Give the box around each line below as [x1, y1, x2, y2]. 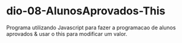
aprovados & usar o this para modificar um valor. [6, 30, 128, 37]
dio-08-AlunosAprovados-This [6, 4, 166, 18]
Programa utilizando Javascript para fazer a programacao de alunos [6, 24, 177, 31]
